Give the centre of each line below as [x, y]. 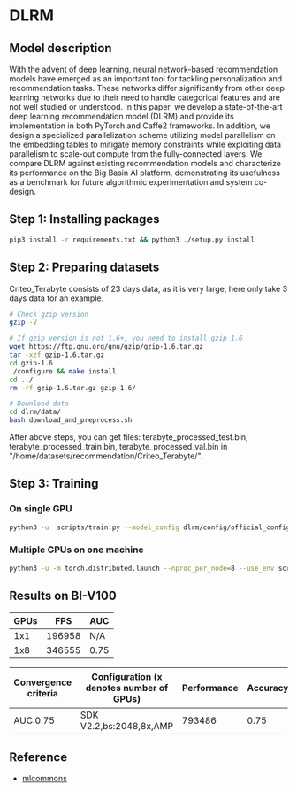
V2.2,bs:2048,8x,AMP [127, 726]
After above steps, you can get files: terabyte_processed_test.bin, [129, 437]
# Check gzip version [49, 314]
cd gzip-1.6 [31, 363]
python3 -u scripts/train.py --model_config [94, 527]
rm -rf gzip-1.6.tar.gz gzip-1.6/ [73, 388]
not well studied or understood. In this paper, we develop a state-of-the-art [146, 107]
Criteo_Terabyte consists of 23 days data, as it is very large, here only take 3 [148, 288]
